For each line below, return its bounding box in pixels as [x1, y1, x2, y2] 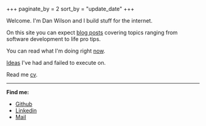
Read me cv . [6, 71, 38, 78]
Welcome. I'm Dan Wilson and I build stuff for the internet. [6, 17, 153, 24]
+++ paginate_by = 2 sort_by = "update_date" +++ [6, 6, 135, 12]
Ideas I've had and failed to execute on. [6, 59, 106, 66]
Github [15, 100, 32, 108]
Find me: [6, 89, 29, 95]
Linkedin [15, 107, 37, 114]
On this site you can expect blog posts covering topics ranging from [6, 29, 178, 36]
